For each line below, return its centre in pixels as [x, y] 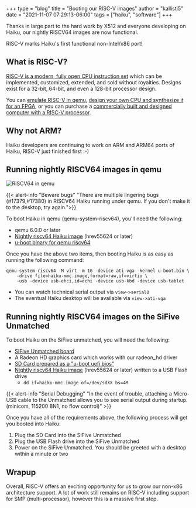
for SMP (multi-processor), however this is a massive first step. [82, 499]
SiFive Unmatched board [44, 352]
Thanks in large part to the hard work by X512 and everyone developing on [96, 26]
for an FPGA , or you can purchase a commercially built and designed [89, 106]
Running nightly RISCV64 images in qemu [84, 170]
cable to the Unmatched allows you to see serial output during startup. [103, 400]
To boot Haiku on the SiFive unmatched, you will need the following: [88, 340]
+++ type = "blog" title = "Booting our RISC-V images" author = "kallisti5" [95, 8]
